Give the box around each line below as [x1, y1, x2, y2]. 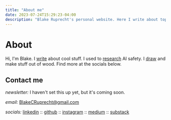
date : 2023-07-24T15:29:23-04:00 [5, 12, 76, 17]
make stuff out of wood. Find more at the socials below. [5, 61, 122, 67]
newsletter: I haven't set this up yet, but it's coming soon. [5, 89, 126, 96]
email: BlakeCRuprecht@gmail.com [5, 99, 79, 105]
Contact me [5, 76, 43, 84]
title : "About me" [5, 7, 44, 13]
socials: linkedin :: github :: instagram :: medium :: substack [5, 109, 130, 115]
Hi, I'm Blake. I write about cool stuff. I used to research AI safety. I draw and [5, 55, 166, 62]
